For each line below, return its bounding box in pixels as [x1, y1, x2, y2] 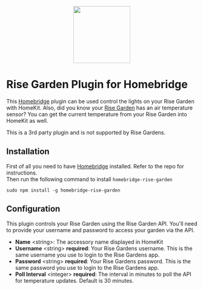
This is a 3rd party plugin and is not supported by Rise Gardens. [6, 128, 166, 136]
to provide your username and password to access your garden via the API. [6, 226, 195, 233]
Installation [6, 147, 50, 157]
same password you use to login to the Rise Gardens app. [15, 264, 159, 271]
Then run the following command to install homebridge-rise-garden [6, 175, 173, 182]
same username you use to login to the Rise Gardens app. [15, 251, 160, 258]
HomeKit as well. [6, 117, 48, 124]
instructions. [6, 169, 38, 176]
